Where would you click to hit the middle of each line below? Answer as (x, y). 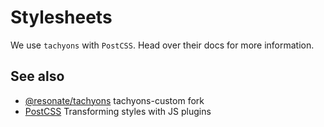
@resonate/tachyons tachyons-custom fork (114, 100)
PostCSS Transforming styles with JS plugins (118, 111)
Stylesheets (61, 17)
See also (37, 76)
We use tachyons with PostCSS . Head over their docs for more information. (162, 45)
